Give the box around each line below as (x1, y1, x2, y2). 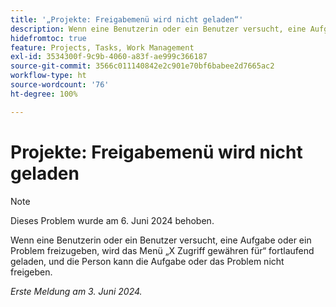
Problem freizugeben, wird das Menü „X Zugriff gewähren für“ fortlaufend (10, 244, 315, 256)
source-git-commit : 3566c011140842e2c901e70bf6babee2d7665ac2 (10, 61, 275, 71)
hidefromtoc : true (10, 33, 87, 43)
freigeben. (10, 266, 53, 278)
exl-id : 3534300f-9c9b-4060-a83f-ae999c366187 (10, 52, 208, 62)
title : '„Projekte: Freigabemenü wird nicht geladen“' (10, 14, 244, 25)
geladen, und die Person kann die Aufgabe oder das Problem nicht (10, 255, 285, 267)
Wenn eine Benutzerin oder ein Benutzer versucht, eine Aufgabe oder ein (10, 234, 312, 246)
